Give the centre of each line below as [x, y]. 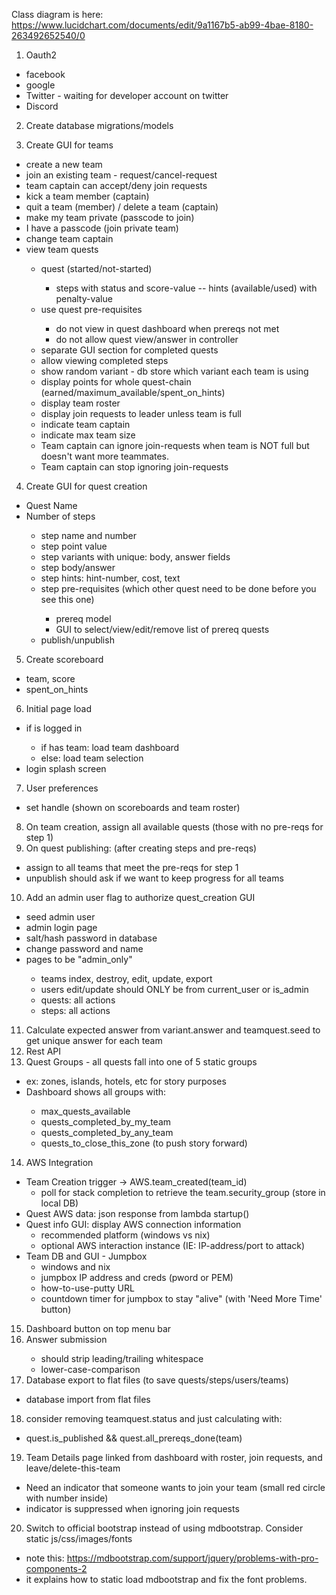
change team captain [69, 238]
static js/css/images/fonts [79, 1538]
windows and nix [75, 1267]
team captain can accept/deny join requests [116, 185]
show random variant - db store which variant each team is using [174, 371]
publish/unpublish [77, 640]
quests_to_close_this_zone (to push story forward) [144, 1143]
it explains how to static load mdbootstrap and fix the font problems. [166, 1579]
